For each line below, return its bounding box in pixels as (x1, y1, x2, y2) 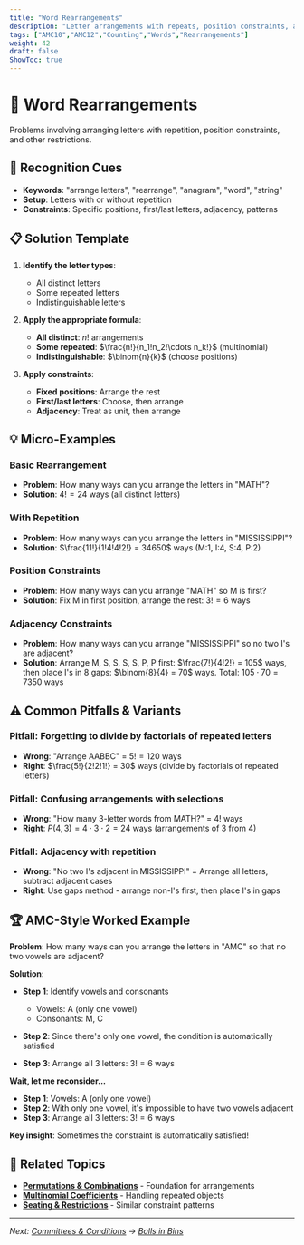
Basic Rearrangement (9, 459, 107, 472)
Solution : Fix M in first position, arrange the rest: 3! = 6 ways (22, 595, 251, 606)
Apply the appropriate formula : (22, 314, 142, 325)
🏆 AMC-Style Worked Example (9, 912, 191, 928)
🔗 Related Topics (9, 1156, 106, 1172)
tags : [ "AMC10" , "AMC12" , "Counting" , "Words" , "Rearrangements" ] (9, 30, 249, 39)
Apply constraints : (22, 368, 95, 379)
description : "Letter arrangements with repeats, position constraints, (9, 22, 290, 31)
